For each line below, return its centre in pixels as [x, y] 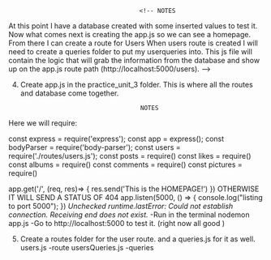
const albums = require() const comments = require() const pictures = [126, 164]
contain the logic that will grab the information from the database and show [134, 60]
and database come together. [69, 93]
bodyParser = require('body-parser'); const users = [95, 147]
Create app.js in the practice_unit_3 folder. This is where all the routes [136, 85]
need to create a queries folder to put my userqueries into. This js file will [131, 51]
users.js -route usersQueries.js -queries [87, 247]
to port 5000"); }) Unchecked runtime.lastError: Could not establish [121, 206]
